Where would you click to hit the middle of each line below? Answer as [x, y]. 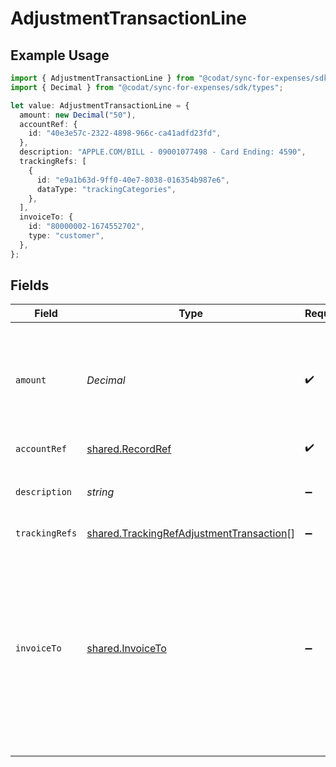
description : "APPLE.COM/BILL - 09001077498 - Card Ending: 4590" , [163, 152]
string [100, 492]
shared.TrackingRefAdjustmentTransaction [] [191, 534]
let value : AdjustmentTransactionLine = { [100, 105]
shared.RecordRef [129, 449]
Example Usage [60, 55]
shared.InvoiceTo [126, 649]
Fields [30, 285]
